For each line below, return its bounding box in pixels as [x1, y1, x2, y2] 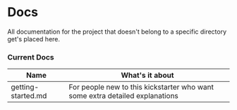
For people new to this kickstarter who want [68, 82, 214, 92]
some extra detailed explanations [68, 91, 178, 101]
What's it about [121, 71, 174, 81]
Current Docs [7, 52, 54, 62]
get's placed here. [7, 34, 61, 43]
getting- [11, 82, 39, 92]
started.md [11, 91, 47, 101]
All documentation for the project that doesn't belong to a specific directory [7, 27, 227, 36]
